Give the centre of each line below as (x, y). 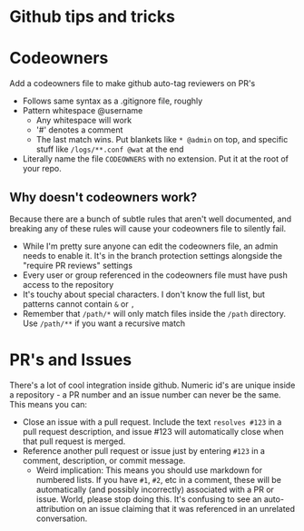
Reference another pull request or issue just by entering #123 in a (144, 450)
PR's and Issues (71, 360)
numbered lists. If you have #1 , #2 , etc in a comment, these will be (158, 479)
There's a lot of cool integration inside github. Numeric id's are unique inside (152, 385)
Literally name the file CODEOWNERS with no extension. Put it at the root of (155, 159)
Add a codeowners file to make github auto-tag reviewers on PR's (132, 84)
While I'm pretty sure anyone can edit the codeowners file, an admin (150, 246)
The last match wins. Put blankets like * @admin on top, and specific (162, 140)
